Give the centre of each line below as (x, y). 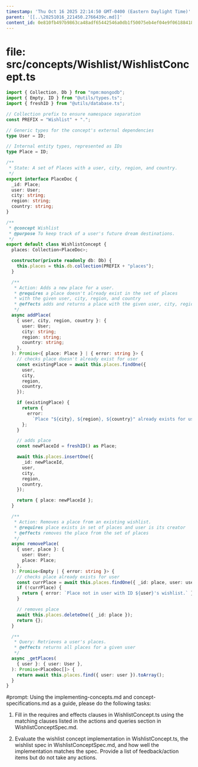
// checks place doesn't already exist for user (77, 359)
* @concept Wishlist (34, 228)
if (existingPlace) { (43, 403)
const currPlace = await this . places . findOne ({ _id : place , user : (100, 582)
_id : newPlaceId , (43, 463)
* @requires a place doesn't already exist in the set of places (96, 293)
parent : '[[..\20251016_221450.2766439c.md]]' (64, 17)
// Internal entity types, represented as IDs (64, 146)
